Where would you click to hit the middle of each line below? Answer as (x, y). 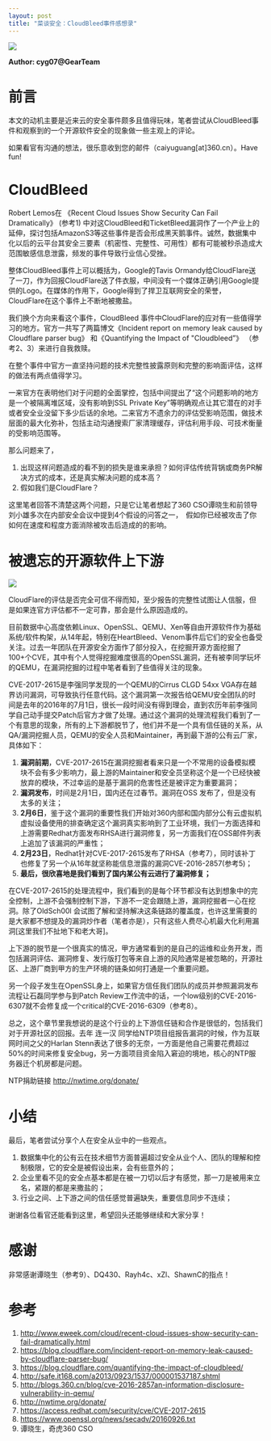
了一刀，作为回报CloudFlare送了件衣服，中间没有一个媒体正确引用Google (130, 280)
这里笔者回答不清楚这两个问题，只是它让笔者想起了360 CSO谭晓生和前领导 (133, 505)
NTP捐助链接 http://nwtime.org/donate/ (74, 1081)
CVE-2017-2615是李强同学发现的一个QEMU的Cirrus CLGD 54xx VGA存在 (129, 685)
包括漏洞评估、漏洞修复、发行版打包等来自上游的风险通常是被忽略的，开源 (132, 959)
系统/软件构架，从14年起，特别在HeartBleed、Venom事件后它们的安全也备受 (135, 637)
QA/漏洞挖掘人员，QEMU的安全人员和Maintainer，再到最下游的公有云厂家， (135, 735)
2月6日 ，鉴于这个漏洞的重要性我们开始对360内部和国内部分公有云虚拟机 (141, 813)
